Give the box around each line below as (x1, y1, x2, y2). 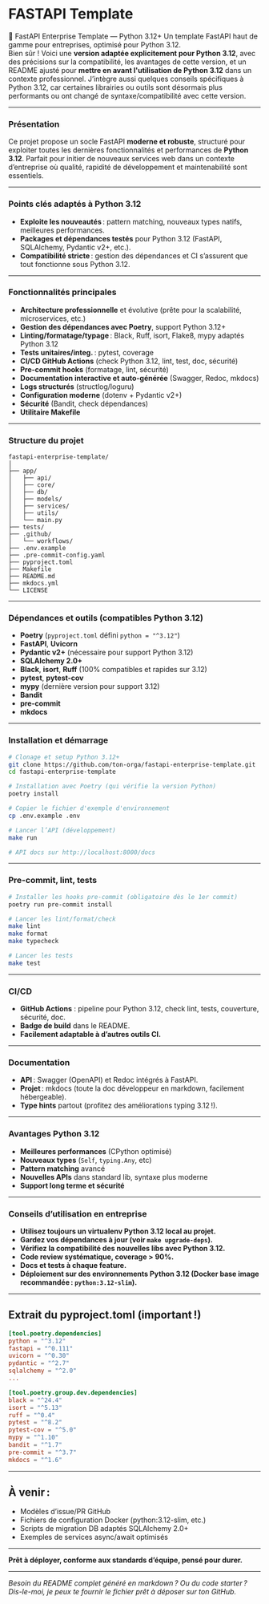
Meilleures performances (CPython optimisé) (19, 1146, 172, 1156)
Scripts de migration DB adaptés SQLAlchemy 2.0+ (19, 1524, 189, 1533)
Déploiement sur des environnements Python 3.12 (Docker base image (19, 1269, 259, 1278)
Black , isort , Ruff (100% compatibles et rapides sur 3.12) (19, 665, 208, 674)
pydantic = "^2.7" (8, 1359, 70, 1367)
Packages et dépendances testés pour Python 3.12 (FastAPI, (19, 233, 223, 243)
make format (8, 930, 48, 938)
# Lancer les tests (8, 952, 74, 960)
